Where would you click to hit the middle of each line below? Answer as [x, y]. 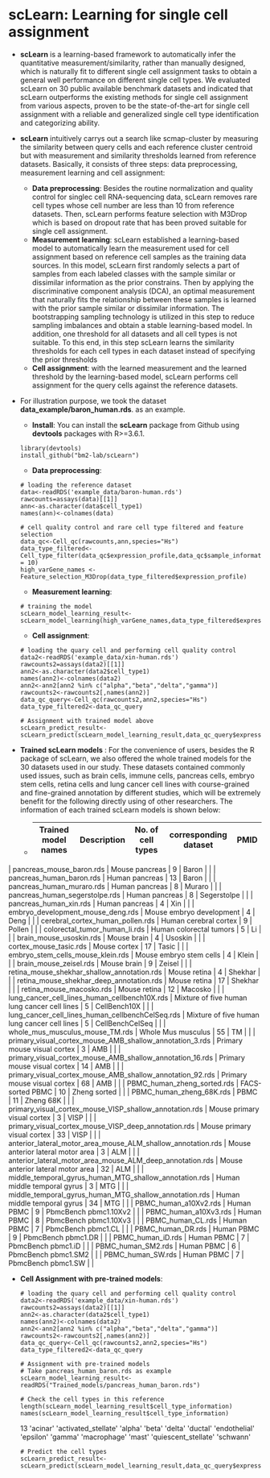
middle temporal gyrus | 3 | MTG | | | [69, 1185]
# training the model [56, 606]
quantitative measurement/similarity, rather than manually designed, [133, 63]
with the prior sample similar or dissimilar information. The [128, 308]
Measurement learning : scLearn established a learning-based [135, 239]
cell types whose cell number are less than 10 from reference [133, 205]
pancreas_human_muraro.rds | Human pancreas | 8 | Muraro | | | [115, 886]
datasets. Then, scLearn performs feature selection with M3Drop [139, 214]
